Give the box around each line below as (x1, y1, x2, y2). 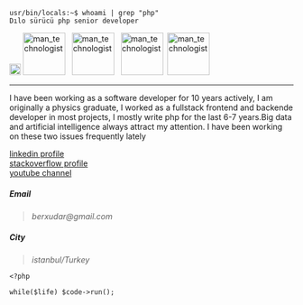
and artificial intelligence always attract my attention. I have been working (9, 122, 283, 132)
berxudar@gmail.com (31, 210, 113, 221)
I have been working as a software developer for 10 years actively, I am (9, 93, 273, 103)
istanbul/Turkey (31, 254, 90, 265)
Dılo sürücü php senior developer (9, 16, 140, 25)
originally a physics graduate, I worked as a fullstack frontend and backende (9, 102, 293, 113)
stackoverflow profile (9, 158, 88, 169)
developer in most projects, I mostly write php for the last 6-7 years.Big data (9, 112, 292, 122)
